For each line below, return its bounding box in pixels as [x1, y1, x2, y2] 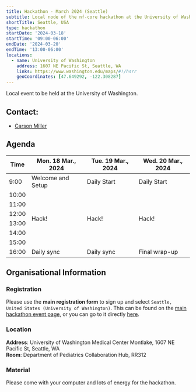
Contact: [6, 106, 39, 117]
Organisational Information [6, 267, 106, 278]
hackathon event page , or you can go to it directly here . [6, 311, 140, 318]
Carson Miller [14, 122, 47, 129]
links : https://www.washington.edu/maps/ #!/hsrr [16, 68, 137, 74]
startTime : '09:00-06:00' [6, 36, 69, 42]
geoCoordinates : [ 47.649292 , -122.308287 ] [16, 74, 121, 80]
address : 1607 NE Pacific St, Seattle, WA [16, 63, 121, 69]
